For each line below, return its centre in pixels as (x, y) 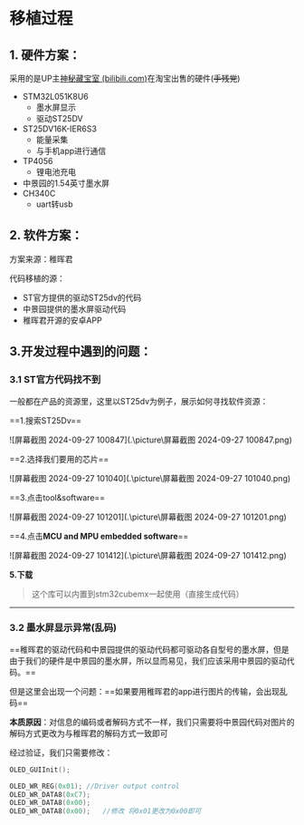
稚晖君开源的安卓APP (62, 320)
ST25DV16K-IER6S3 (60, 129)
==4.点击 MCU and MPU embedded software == (99, 536)
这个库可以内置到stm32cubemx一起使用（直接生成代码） (138, 594)
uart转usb (55, 204)
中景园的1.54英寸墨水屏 (66, 183)
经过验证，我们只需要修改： (61, 752)
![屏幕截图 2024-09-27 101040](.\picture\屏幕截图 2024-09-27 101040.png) (150, 478)
